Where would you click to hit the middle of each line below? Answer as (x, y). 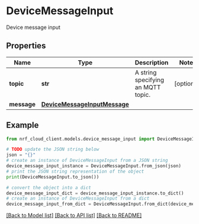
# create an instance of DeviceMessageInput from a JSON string (87, 161)
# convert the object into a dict (49, 187)
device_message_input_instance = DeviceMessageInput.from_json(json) (94, 166)
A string (146, 72)
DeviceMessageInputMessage (85, 104)
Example (23, 125)
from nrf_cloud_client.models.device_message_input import (81, 139)
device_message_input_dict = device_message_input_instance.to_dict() (95, 193)
